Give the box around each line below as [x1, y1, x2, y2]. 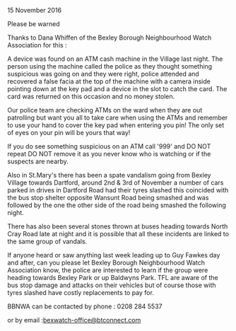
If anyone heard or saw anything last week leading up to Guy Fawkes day [7, 251, 220, 259]
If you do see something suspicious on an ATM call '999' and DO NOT [7, 142, 211, 151]
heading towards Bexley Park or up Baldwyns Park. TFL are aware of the [7, 274, 218, 281]
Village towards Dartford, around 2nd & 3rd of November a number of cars [7, 178, 224, 187]
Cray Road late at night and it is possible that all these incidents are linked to [7, 230, 230, 238]
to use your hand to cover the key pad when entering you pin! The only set [7, 121, 225, 129]
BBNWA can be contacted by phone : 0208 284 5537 [7, 302, 163, 310]
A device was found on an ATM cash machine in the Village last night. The [7, 54, 223, 63]
